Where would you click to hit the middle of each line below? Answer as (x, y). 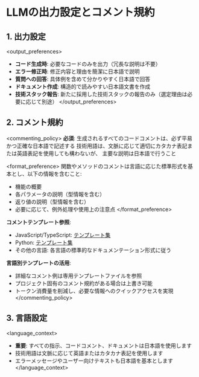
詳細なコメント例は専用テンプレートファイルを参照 (78, 275)
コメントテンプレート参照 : (39, 222)
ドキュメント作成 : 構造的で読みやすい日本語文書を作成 (83, 86)
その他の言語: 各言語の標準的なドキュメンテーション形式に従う (93, 250)
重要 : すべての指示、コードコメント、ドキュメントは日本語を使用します (103, 346)
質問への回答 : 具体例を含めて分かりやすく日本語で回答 (83, 79)
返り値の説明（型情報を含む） (52, 201)
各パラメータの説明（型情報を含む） (60, 194)
